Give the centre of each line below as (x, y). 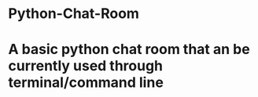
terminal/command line (86, 83)
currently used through (86, 66)
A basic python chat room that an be (129, 50)
